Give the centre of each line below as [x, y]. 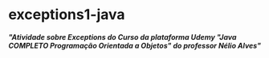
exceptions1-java [67, 15]
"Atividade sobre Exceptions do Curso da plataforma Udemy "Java [122, 37]
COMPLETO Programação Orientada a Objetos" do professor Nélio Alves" [135, 45]
